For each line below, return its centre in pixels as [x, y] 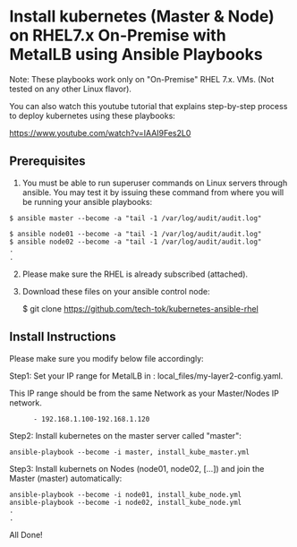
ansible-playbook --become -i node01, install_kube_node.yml [126, 494]
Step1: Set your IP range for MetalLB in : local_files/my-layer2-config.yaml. [146, 376]
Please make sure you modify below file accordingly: [106, 358]
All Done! [26, 534]
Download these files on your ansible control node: [116, 291]
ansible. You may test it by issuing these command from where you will [153, 192]
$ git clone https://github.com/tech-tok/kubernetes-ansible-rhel [140, 308]
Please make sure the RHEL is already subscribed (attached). [135, 274]
